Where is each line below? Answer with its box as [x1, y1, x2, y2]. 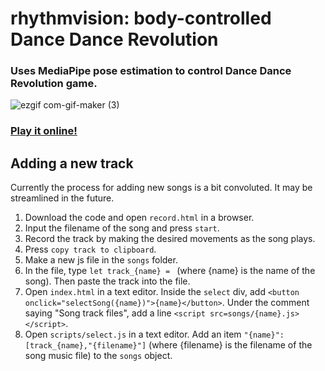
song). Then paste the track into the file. [24, 275, 191, 287]
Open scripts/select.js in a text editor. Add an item [24, 328, 242, 341]
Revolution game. [10, 77, 98, 91]
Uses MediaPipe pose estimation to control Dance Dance [10, 64, 292, 78]
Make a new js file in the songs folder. [24, 254, 178, 266]
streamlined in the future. [10, 192, 115, 204]
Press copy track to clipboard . [24, 243, 157, 256]
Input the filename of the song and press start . [24, 222, 220, 234]
